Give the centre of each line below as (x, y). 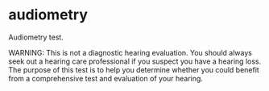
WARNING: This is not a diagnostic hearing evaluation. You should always (130, 52)
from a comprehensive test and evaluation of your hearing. (106, 78)
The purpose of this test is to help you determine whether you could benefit (134, 69)
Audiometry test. (36, 37)
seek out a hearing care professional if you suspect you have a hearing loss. (135, 61)
